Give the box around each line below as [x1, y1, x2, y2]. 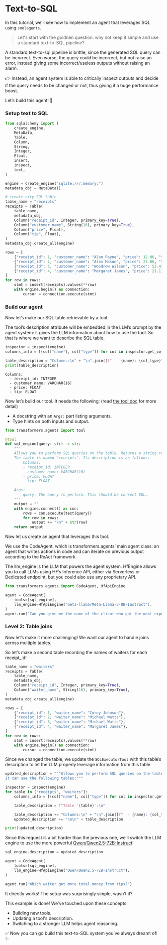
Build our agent [5, 303, 43, 310]
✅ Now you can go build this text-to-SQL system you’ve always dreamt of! [5, 930, 158, 936]
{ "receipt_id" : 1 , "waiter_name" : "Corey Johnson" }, [14, 710, 126, 715]
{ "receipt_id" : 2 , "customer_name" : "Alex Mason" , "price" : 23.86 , [14, 259, 157, 264]
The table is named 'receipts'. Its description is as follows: [14, 455, 150, 461]
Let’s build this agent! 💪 [5, 97, 53, 103]
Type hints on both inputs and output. [12, 418, 89, 424]
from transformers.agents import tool [5, 428, 85, 433]
